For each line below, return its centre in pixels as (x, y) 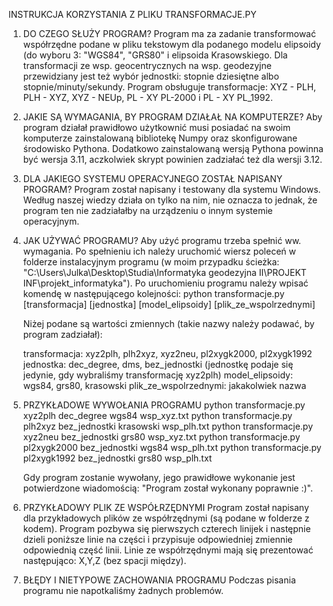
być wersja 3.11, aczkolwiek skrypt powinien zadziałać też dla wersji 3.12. (172, 159)
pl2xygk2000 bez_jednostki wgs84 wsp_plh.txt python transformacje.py (172, 447)
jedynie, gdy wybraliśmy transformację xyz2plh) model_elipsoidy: (157, 375)
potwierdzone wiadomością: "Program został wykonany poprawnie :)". (167, 488)
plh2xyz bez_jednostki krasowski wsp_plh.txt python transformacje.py (168, 426)
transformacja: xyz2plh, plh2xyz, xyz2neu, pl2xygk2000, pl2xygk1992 (167, 353)
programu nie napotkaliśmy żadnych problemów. (123, 590)
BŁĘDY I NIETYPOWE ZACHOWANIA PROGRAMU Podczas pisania (159, 580)
